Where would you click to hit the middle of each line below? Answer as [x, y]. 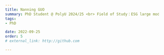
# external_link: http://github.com [42, 41]
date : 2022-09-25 [23, 32]
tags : [10, 18]
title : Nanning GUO [25, 9]
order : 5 [14, 37]
